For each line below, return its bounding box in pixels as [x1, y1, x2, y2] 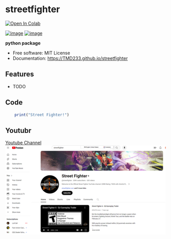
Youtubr [5, 126, 32, 135]
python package [5, 40, 41, 46]
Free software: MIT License [12, 50, 70, 56]
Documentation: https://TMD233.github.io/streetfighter [12, 55, 128, 61]
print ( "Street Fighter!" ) [14, 112, 70, 117]
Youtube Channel [5, 140, 42, 146]
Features [5, 70, 34, 79]
